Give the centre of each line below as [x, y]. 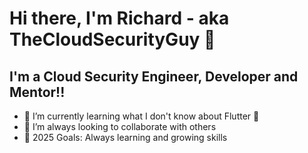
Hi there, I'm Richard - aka [119, 18]
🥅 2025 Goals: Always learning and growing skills [125, 137]
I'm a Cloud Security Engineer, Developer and [154, 76]
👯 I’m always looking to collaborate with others [120, 126]
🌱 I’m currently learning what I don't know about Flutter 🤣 [141, 116]
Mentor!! [37, 92]
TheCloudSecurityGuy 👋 [112, 39]
